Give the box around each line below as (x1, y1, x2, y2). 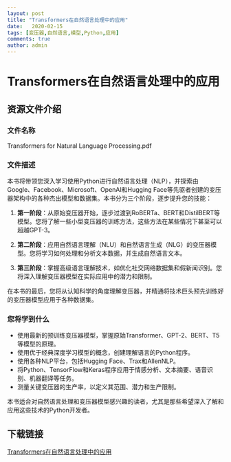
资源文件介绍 (7, 103, 62, 115)
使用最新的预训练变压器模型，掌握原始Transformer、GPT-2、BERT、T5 (16, 331, 220, 340)
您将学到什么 (7, 314, 50, 324)
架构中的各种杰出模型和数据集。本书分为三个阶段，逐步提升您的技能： (12, 194, 212, 203)
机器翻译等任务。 (29, 374, 78, 382)
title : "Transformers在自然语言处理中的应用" (7, 16, 129, 23)
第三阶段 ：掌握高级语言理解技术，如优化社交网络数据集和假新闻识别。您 (16, 264, 222, 272)
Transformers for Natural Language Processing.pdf (7, 142, 153, 150)
